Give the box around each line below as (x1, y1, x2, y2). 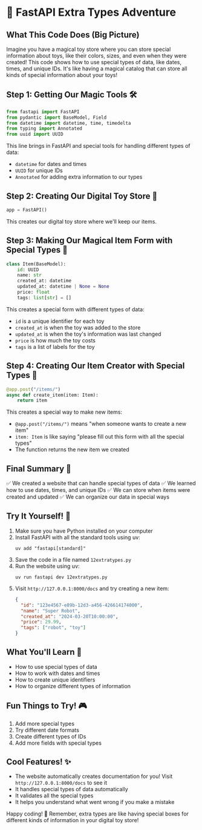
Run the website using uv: (15, 562, 80, 569)
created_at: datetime (17, 278, 71, 284)
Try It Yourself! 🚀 (6, 511, 71, 522)
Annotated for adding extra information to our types (15, 173, 143, 181)
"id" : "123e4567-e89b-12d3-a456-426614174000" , (21, 602, 143, 608)
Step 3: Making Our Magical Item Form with (6, 236, 173, 246)
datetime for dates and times (15, 161, 87, 168)
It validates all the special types (15, 792, 94, 799)
